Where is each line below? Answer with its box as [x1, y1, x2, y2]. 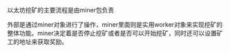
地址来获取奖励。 [19, 38, 68, 46]
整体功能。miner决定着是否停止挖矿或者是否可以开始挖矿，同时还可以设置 [7, 29, 218, 37]
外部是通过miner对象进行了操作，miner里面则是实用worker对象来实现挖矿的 [7, 21, 223, 29]
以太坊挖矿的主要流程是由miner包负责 [7, 6, 115, 14]
